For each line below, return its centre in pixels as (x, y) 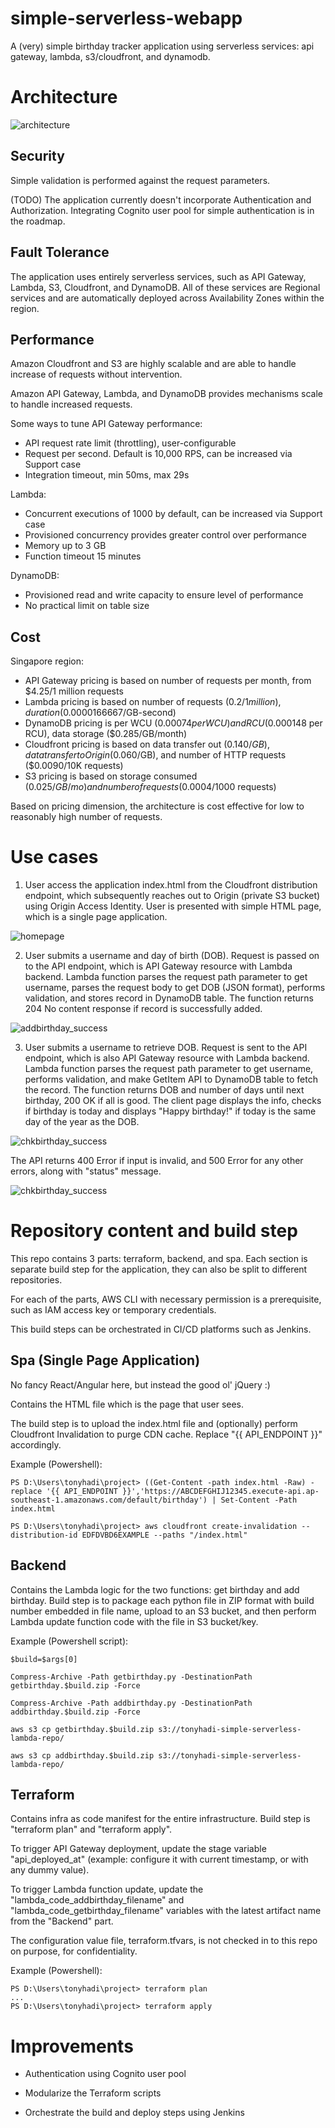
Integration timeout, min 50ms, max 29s (107, 475)
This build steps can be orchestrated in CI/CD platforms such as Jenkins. (161, 1329)
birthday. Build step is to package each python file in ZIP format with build (162, 1600)
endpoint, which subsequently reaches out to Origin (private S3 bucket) (172, 896)
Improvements (72, 2046)
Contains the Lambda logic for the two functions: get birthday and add (155, 1589)
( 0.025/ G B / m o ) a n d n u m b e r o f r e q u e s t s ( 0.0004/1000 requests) (150, 787)
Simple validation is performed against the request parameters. (140, 180)
